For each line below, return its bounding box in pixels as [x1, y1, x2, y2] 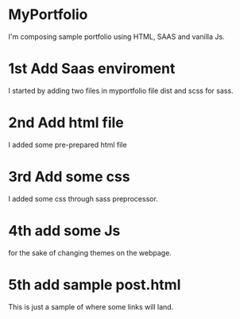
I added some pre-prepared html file [8, 140, 127, 149]
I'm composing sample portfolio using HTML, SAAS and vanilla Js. [8, 32, 225, 41]
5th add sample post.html [8, 275, 181, 294]
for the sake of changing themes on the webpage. [8, 248, 172, 257]
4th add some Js [8, 221, 121, 240]
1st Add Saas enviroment [8, 60, 176, 78]
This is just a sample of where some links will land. [8, 302, 174, 311]
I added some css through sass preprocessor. [8, 194, 159, 203]
